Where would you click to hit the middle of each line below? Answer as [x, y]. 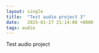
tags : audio [21, 28]
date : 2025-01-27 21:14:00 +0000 [50, 22]
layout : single [25, 11]
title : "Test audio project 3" [46, 17]
